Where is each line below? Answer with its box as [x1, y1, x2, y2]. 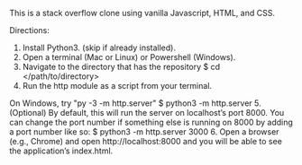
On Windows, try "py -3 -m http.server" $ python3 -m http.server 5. [9, 98, 261, 109]
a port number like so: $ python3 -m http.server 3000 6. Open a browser [9, 126, 279, 137]
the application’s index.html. [9, 145, 114, 156]
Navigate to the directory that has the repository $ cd [22, 62, 221, 72]
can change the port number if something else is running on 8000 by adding [9, 117, 293, 127]
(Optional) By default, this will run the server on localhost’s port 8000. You [9, 108, 285, 117]
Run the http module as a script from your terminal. [22, 81, 213, 91]
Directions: [9, 25, 50, 35]
